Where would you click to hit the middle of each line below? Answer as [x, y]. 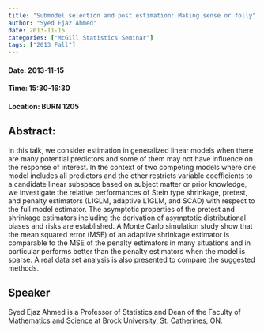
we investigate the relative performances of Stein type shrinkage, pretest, [128, 192]
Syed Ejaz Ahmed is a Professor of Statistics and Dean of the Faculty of [124, 312]
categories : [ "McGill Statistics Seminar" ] [81, 38]
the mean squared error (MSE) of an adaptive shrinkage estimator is [119, 234]
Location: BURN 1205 [43, 106]
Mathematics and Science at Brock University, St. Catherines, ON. [115, 320]
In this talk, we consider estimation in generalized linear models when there [131, 150]
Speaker [29, 293]
